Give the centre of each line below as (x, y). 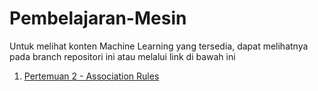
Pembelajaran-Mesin (98, 18)
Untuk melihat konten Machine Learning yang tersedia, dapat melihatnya (159, 46)
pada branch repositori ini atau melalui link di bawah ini (122, 56)
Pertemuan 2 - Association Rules (91, 76)
